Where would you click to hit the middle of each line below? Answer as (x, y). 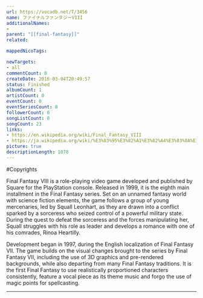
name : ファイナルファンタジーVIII (45, 18)
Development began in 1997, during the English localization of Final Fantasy (100, 244)
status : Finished (28, 84)
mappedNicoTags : (27, 51)
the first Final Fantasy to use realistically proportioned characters (87, 270)
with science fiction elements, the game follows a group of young (88, 200)
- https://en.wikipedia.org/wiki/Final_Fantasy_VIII (74, 135)
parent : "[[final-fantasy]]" (43, 35)
